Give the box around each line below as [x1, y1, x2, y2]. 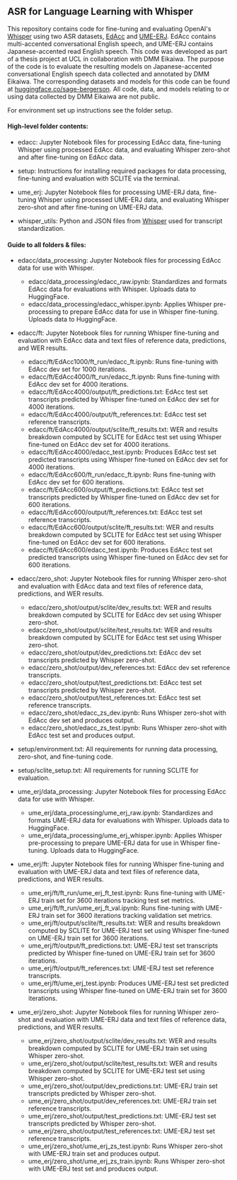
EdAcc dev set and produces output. [28, 716, 136, 725]
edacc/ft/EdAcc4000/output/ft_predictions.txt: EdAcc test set [28, 387, 208, 396]
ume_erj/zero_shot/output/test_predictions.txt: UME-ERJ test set [28, 1112, 216, 1121]
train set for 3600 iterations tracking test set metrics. [41, 896, 196, 905]
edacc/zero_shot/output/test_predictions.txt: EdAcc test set [28, 679, 202, 687]
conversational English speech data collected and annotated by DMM [7, 69, 210, 78]
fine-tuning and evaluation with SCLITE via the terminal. [17, 174, 180, 183]
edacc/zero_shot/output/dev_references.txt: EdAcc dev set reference [28, 664, 231, 672]
